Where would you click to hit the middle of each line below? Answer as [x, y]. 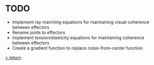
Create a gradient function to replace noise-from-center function [77, 48]
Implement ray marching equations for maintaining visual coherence [81, 22]
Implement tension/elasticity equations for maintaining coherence [78, 38]
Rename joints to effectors [39, 32]
